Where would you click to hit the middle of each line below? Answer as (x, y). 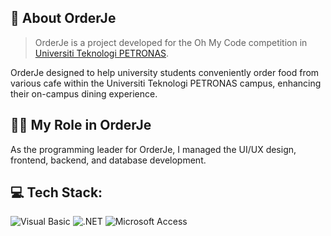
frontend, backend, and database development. (108, 160)
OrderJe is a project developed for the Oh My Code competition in (171, 42)
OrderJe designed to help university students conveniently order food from (165, 72)
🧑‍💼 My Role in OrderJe (81, 125)
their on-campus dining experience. (84, 93)
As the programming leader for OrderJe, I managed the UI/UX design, (153, 149)
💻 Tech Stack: (56, 192)
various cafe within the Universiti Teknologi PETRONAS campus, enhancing (166, 83)
